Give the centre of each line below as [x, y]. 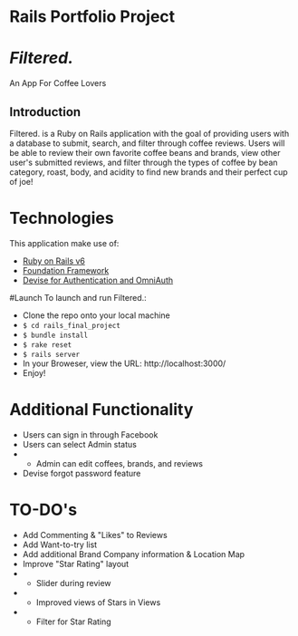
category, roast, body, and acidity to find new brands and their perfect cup [149, 172]
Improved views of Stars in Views [98, 602]
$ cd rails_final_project [71, 325]
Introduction [45, 112]
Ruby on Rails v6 [54, 261]
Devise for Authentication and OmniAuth [98, 280]
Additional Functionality [101, 410]
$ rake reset [47, 345]
